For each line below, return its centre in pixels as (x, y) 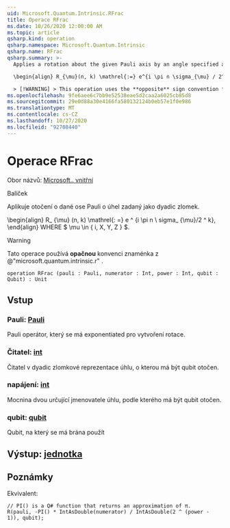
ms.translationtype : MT (41, 108)
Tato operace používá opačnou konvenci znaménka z (83, 253)
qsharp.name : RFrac (35, 52)
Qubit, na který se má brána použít (56, 432)
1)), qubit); (26, 518)
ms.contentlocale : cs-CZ (42, 115)
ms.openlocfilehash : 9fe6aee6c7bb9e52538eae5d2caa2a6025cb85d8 (99, 95)
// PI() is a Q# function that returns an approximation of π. (99, 506)
